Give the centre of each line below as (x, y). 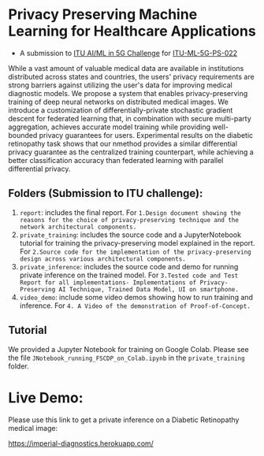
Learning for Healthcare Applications (132, 31)
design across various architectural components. (103, 259)
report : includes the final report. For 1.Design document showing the (130, 212)
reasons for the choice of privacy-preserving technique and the (129, 220)
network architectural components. (78, 227)
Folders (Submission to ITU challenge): (106, 193)
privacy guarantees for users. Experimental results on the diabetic (146, 135)
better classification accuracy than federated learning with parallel (116, 160)
